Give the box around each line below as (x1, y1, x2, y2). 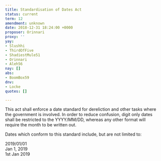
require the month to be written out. (5, 122, 77, 128)
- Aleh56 (5, 61, 23, 66)
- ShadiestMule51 (5, 52, 40, 58)
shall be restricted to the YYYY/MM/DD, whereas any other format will (5, 117, 146, 122)
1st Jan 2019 (5, 151, 30, 157)
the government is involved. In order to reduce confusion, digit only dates (5, 112, 153, 118)
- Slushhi (5, 43, 25, 48)
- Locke (5, 84, 21, 89)
